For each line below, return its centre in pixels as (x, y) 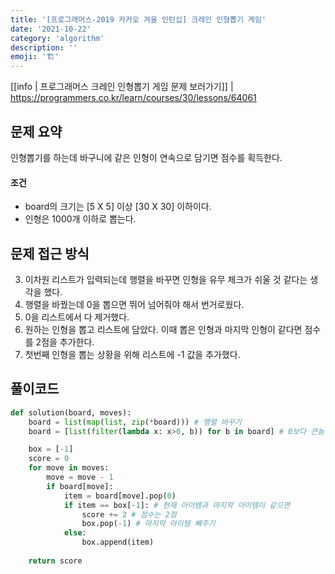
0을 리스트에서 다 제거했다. (77, 317)
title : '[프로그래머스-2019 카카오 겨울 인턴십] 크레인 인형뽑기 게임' (138, 19)
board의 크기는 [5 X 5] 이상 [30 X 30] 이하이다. (118, 207)
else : (75, 533)
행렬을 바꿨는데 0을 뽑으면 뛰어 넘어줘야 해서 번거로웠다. (134, 304)
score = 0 (49, 459)
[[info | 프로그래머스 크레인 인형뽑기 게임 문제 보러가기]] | (122, 87)
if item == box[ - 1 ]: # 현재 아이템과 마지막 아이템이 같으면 (177, 505)
